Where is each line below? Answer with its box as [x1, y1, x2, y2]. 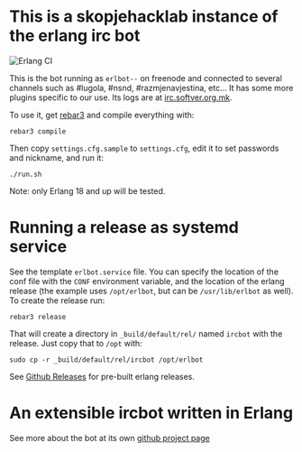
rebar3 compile [9, 126, 67, 136]
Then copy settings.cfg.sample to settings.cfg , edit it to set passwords [9, 143, 279, 153]
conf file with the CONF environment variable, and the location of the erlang [9, 275, 286, 286]
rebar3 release [9, 312, 67, 321]
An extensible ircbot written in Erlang [9, 403, 294, 423]
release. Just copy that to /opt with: [9, 337, 142, 348]
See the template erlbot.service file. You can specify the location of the [9, 266, 279, 277]
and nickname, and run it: [9, 152, 104, 163]
